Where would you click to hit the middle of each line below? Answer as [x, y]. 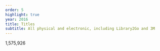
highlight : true [22, 15]
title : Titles [20, 24]
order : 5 [14, 10]
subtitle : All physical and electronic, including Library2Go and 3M [80, 29]
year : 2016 [17, 19]
